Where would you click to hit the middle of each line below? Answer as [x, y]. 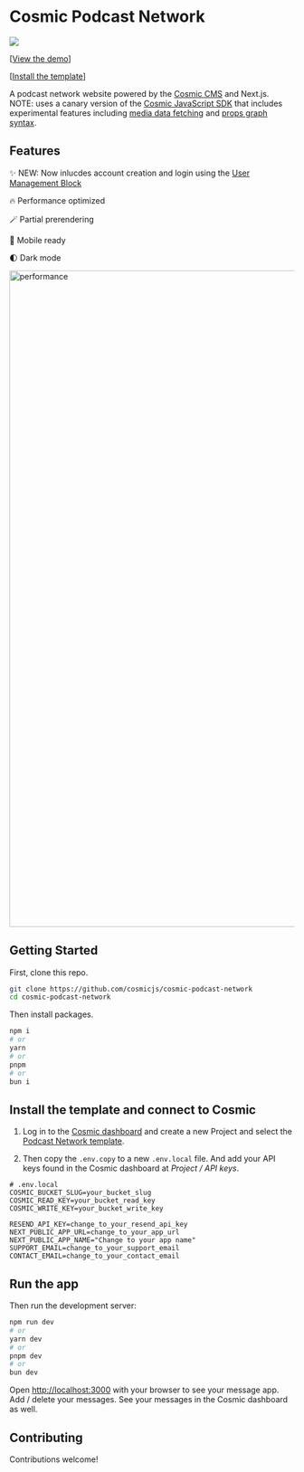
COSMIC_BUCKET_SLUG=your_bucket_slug [81, 1193]
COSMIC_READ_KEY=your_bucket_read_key [82, 1201]
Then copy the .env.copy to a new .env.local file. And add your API [149, 1159]
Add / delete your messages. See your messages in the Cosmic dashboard [148, 1400]
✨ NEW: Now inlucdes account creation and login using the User [130, 173]
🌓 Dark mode [35, 257]
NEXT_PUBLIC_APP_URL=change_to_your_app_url [95, 1232]
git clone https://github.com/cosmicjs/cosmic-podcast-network [131, 989]
